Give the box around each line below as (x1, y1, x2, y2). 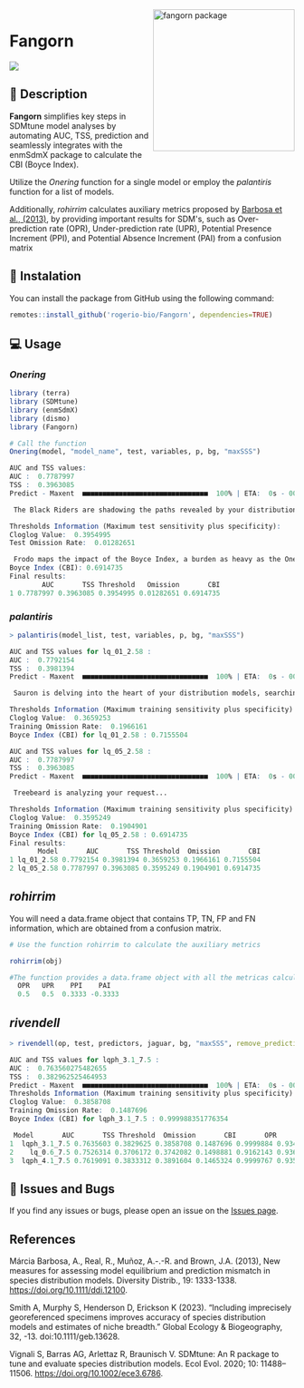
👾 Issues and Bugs (9, 1181, 115, 1197)
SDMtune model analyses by (9, 120, 117, 131)
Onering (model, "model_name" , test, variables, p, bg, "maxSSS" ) (9, 447, 261, 456)
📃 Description (9, 86, 88, 103)
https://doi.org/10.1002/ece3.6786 (34, 1368, 161, 1379)
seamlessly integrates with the (9, 140, 123, 151)
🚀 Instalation (9, 269, 81, 284)
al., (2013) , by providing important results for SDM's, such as (9, 213, 236, 224)
